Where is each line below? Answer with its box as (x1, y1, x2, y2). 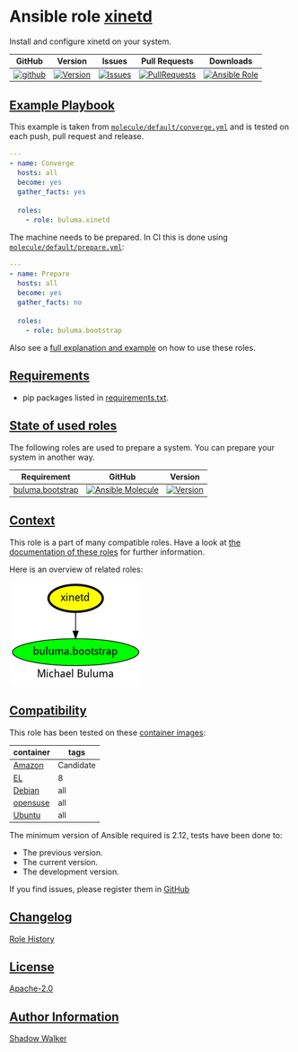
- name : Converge (9, 159, 74, 168)
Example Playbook (9, 97, 115, 113)
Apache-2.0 (9, 983, 54, 994)
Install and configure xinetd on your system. (9, 36, 172, 47)
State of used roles (9, 418, 118, 434)
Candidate (57, 760, 96, 771)
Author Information (9, 1009, 119, 1024)
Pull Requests (140, 56, 195, 66)
